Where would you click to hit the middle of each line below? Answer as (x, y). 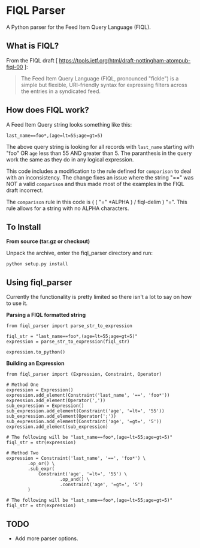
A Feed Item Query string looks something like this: (69, 124)
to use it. (17, 303)
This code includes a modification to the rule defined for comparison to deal (99, 171)
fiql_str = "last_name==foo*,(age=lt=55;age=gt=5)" (72, 337)
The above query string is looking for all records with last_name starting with (100, 146)
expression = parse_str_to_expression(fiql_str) (68, 342)
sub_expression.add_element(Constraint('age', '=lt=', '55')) (85, 411)
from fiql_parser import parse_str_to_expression (69, 326)
